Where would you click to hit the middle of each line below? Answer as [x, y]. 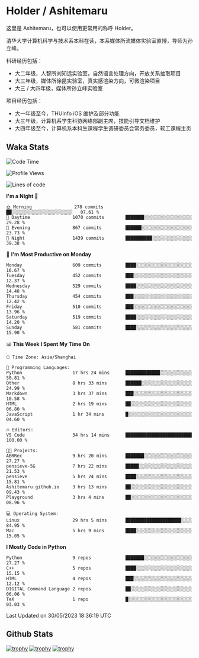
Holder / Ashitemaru [57, 11]
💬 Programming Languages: [38, 367]
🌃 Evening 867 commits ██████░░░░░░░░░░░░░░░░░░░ [99, 228]
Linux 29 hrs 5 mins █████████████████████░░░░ [99, 520]
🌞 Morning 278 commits [55, 207]
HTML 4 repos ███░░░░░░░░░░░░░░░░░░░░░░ [99, 578]
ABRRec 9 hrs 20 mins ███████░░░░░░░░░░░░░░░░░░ [99, 456]
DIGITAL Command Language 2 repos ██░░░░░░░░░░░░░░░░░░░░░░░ [99, 589]
